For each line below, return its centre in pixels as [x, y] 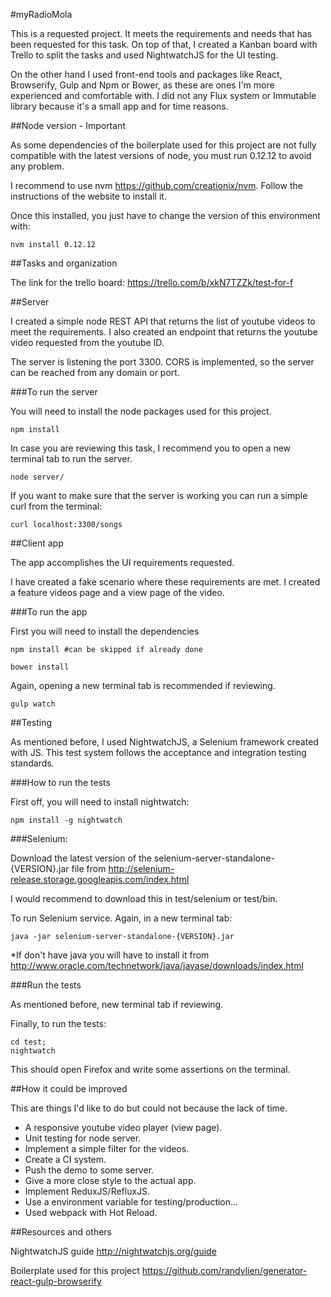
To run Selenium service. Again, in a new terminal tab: [121, 918]
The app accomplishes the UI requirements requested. [122, 562]
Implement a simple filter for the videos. [107, 1148]
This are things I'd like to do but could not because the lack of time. [149, 1108]
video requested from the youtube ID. [87, 342]
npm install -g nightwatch [66, 820]
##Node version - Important [68, 125]
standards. [32, 763]
